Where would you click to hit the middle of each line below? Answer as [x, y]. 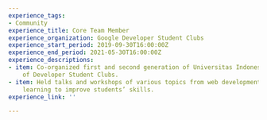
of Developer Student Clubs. [71, 75]
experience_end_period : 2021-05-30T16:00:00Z [85, 52]
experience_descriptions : [51, 60]
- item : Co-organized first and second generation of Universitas [120, 68]
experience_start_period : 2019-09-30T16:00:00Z [89, 45]
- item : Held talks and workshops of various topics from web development [135, 82]
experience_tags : [37, 15]
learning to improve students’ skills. [89, 89]
